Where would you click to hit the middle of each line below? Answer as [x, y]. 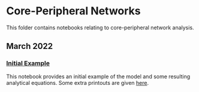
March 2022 [30, 46]
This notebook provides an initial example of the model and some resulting [98, 76]
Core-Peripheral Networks [73, 11]
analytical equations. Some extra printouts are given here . [78, 82]
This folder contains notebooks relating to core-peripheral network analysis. [100, 27]
